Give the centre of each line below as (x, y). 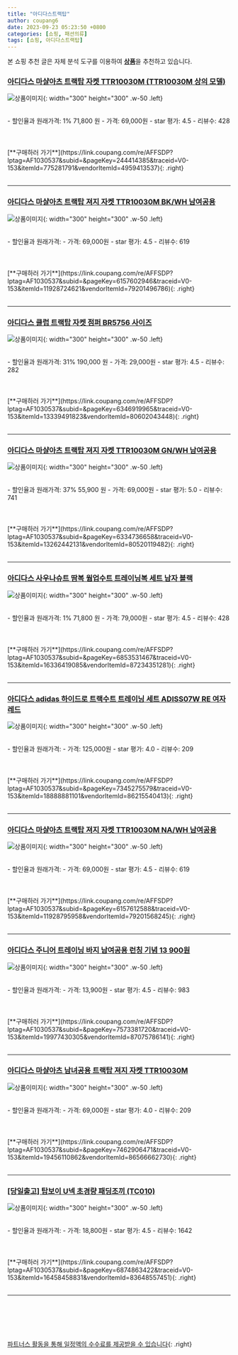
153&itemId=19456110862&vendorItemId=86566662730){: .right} (102, 1157)
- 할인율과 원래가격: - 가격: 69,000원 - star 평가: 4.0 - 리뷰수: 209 (99, 1110)
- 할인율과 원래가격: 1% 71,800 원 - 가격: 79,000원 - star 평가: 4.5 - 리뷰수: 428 (119, 618)
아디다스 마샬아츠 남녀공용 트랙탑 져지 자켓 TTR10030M (98, 1071)
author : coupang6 (33, 21)
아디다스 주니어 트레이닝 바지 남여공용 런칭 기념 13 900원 (99, 950)
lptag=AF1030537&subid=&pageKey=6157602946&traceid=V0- (100, 281)
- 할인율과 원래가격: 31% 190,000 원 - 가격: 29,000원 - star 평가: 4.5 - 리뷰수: (116, 362)
